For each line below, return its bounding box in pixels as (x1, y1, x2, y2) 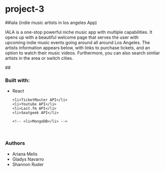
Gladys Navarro (12, 156, 44, 162)
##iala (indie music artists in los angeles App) (5, 20, 97, 25)
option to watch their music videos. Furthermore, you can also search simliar (5, 50, 160, 56)
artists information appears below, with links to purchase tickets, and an (5, 45, 151, 50)
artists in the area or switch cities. (5, 55, 74, 61)
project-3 (5, 3, 45, 15)
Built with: (5, 77, 30, 84)
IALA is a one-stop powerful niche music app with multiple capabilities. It (5, 29, 153, 35)
